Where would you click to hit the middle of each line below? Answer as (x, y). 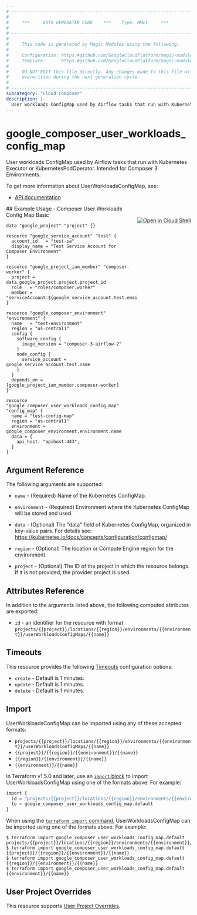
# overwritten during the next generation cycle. (73, 77)
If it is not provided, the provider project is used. (72, 572)
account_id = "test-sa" (43, 242)
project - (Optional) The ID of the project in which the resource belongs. (102, 566)
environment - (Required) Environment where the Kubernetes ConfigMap (102, 507)
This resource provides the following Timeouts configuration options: (89, 666)
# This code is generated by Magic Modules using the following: (93, 45)
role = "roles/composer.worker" (53, 288)
